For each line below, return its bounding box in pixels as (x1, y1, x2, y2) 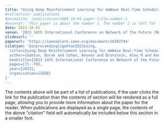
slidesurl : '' (5, 35, 34, 40)
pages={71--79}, (9, 62, 42, 67)
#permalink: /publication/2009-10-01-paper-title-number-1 (5, 16, 128, 21)
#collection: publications (5, 12, 60, 17)
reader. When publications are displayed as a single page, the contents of (5, 104, 153, 110)
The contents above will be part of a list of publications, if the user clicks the (5, 89, 159, 95)
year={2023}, (9, 67, 36, 72)
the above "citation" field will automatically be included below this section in (5, 110, 158, 116)
